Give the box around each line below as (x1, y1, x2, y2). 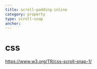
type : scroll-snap (5, 16, 43, 21)
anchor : (5, 21, 21, 26)
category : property (5, 12, 46, 17)
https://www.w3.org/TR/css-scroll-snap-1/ (5, 59, 92, 65)
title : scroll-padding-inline (5, 7, 68, 12)
